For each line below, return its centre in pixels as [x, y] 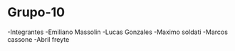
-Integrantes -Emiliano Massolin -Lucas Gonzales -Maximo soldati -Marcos [117, 32]
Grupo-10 [36, 12]
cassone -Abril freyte [38, 39]
